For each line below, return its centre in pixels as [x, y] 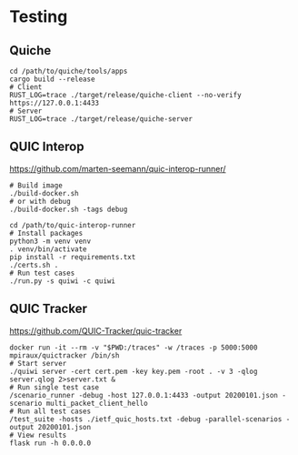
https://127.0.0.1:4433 [55, 103]
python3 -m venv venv [50, 241]
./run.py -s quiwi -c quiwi [63, 281]
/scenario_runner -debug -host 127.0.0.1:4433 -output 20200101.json [144, 395]
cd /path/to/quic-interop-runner [73, 225]
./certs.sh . [34, 265]
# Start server [38, 363]
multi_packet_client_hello [97, 403]
